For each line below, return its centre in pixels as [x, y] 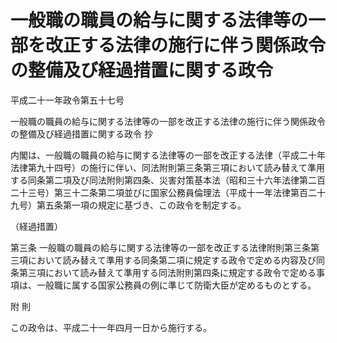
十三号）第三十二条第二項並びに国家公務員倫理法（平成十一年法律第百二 [167, 192]
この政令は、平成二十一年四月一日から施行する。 [111, 327]
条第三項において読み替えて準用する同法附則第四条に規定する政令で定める [163, 272]
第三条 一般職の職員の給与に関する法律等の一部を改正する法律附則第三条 [160, 247]
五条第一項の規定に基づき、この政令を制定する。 [145, 205]
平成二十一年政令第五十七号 [67, 100]
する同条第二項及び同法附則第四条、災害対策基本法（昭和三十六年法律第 [159, 180]
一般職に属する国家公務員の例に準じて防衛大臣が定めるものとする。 [176, 285]
